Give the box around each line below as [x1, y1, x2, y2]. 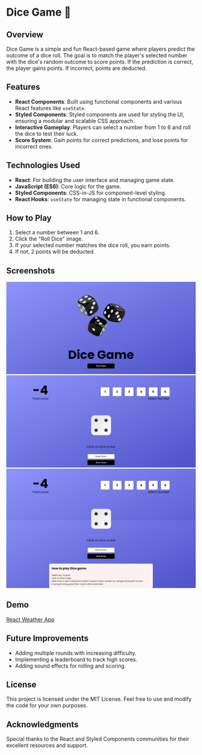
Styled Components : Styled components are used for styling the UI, [14, 111, 185, 118]
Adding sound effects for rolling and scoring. [14, 662, 126, 669]
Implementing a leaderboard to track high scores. [14, 656, 138, 663]
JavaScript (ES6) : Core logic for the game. [14, 183, 121, 190]
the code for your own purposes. [6, 702, 88, 709]
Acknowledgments [6, 719, 79, 730]
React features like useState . [14, 104, 86, 111]
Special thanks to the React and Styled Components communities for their [6, 735, 189, 743]
